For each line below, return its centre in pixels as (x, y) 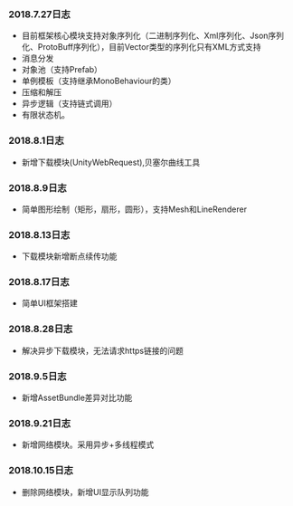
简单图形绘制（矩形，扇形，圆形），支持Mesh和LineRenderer (134, 209)
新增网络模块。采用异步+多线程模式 (88, 444)
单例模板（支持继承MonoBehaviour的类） (99, 81)
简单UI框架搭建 (49, 303)
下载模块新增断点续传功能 (69, 256)
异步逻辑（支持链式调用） (69, 104)
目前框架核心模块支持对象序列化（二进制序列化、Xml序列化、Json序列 (153, 36)
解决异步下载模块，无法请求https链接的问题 (103, 350)
